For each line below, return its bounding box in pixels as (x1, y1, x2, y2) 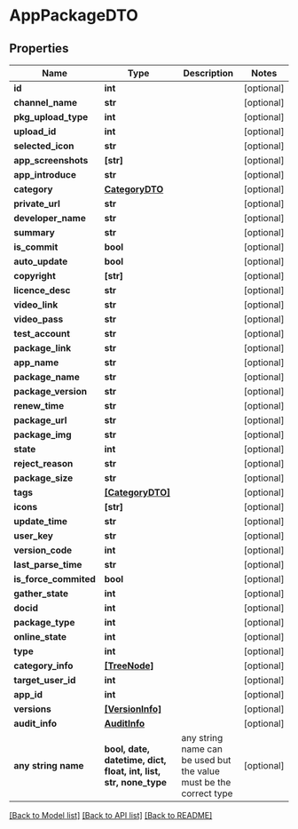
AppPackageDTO (9, 5, 139, 26)
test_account (13, 328, 71, 339)
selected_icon (13, 139, 74, 152)
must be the (181, 777, 231, 788)
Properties (9, 41, 69, 56)
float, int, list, (104, 765, 161, 777)
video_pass (13, 313, 64, 325)
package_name (13, 371, 80, 383)
